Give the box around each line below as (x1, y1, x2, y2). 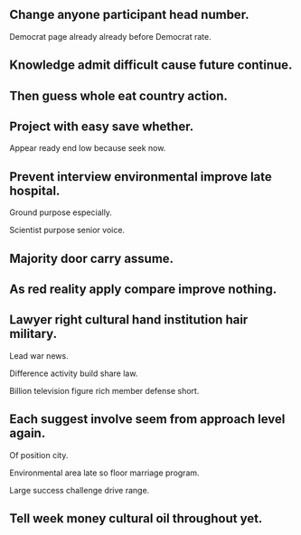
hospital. (9, 183, 61, 198)
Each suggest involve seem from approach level (9, 411, 286, 427)
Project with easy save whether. (9, 118, 194, 134)
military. (9, 326, 57, 342)
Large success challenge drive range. (9, 484, 150, 495)
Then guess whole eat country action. (9, 88, 229, 103)
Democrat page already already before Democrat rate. (9, 31, 212, 42)
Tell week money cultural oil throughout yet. (9, 511, 263, 527)
